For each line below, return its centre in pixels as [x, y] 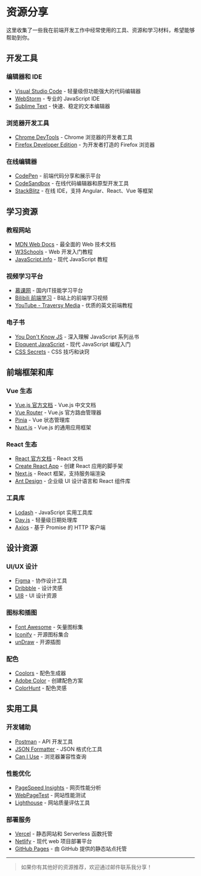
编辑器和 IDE [24, 77]
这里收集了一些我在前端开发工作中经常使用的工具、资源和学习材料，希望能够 [100, 30]
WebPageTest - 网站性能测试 [50, 795]
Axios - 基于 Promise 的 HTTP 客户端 [60, 527]
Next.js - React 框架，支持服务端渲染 [60, 473]
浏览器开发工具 [28, 123]
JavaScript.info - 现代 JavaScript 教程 [61, 259]
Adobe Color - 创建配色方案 [49, 681]
